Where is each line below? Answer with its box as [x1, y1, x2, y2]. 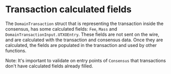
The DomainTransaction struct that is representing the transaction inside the [5, 20, 164, 27]
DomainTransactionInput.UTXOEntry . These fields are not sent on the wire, [5, 31, 160, 37]
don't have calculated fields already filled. [5, 63, 93, 69]
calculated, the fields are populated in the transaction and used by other [5, 42, 157, 48]
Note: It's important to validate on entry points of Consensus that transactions [5, 57, 166, 63]
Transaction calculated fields [5, 4, 132, 15]
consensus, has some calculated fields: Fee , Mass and [5, 26, 117, 32]
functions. [5, 47, 27, 54]
